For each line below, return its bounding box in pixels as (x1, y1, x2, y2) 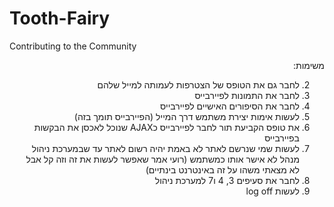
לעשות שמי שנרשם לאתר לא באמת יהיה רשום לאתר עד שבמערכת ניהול (31, 142, 300, 154)
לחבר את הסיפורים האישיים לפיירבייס (160, 100, 300, 112)
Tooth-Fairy (9, 7, 111, 30)
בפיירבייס (264, 132, 300, 144)
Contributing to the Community (9, 40, 137, 52)
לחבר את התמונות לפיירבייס (194, 89, 300, 101)
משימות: (292, 59, 325, 71)
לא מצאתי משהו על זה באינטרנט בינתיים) (145, 163, 300, 176)
